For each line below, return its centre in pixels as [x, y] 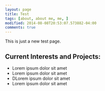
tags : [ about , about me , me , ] [37, 18]
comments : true [20, 28]
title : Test [17, 14]
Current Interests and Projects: [53, 56]
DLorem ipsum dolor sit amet [41, 78]
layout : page [18, 9]
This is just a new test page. [33, 41]
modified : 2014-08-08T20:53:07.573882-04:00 [51, 23]
